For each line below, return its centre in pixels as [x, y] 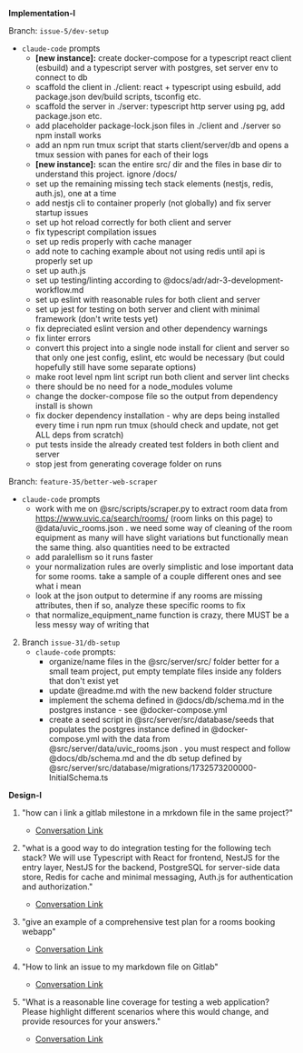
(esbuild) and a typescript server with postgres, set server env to [156, 68]
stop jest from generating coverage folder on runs [128, 464]
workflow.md [59, 290]
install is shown [64, 406]
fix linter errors [63, 338]
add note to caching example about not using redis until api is [150, 251]
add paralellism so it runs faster [94, 557]
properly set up [64, 261]
